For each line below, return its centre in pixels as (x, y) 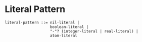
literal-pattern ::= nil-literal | (42, 22)
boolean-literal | (69, 27)
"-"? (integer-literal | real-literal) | (94, 31)
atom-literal (64, 35)
